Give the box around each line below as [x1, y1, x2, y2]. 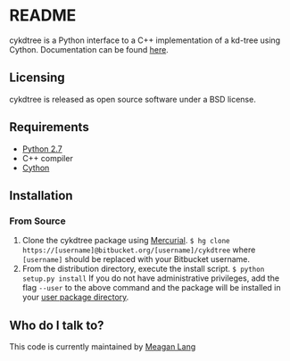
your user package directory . [21, 291, 129, 303]
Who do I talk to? [9, 317, 104, 332]
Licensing [9, 70, 65, 86]
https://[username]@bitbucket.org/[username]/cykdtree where [21, 244, 256, 255]
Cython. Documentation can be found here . [9, 44, 170, 54]
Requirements [9, 119, 89, 135]
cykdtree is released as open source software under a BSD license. [9, 94, 256, 104]
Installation [9, 188, 73, 203]
